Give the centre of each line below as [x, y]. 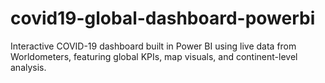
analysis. [28, 67]
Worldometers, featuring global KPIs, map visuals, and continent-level [154, 56]
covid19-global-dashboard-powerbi [163, 18]
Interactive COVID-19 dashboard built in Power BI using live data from [153, 46]
